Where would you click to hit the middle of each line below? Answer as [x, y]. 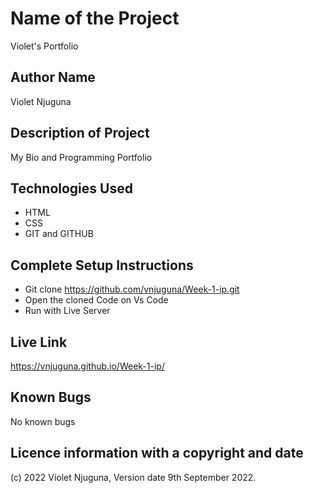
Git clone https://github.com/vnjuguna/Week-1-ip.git [132, 289]
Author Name [53, 77]
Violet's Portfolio [44, 46]
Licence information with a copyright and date [157, 453]
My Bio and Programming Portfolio [81, 157]
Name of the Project [95, 18]
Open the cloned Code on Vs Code [96, 300]
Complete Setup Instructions [102, 265]
